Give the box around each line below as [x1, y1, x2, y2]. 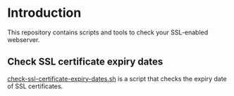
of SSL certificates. [7, 82, 63, 90]
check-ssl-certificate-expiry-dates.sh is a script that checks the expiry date [7, 74, 227, 83]
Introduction [7, 5, 82, 21]
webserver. [7, 35, 40, 43]
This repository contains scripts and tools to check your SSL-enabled [7, 28, 209, 36]
